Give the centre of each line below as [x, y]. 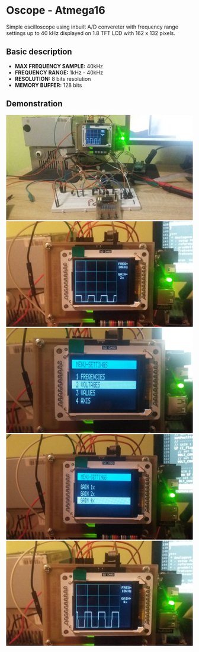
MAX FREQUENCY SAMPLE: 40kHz [59, 66]
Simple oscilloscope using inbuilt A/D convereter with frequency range [92, 27]
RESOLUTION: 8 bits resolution [53, 78]
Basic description [39, 52]
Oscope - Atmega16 [56, 10]
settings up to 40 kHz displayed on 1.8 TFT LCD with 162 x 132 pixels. [91, 33]
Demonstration [35, 104]
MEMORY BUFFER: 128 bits [48, 85]
